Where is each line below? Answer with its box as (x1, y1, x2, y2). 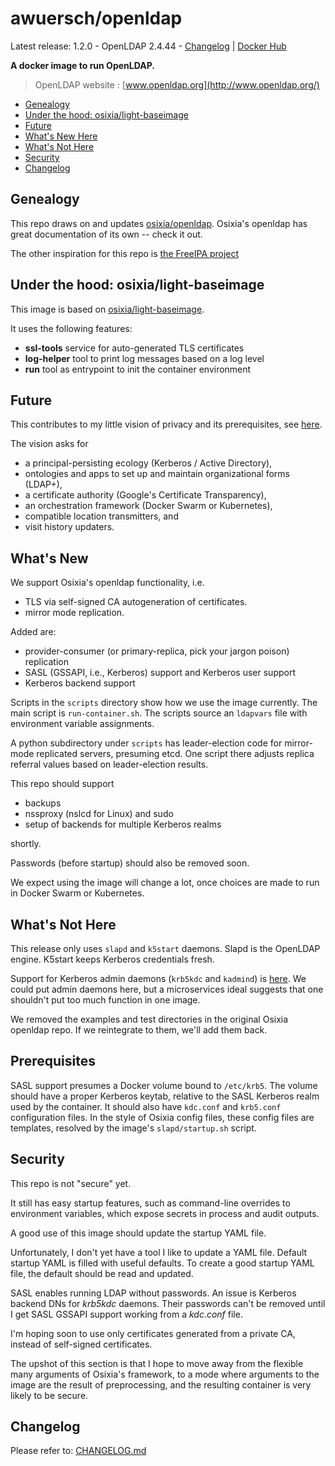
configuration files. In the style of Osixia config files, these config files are (10, 1111, 315, 1123)
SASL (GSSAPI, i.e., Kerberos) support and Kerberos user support (24, 667, 296, 679)
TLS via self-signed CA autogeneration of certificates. (24, 596, 248, 608)
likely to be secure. (10, 1389, 89, 1401)
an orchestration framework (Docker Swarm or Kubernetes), (24, 500, 273, 512)
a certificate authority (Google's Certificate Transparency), (24, 489, 267, 501)
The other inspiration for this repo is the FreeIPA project (10, 247, 240, 259)
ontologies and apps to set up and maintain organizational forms (24, 468, 290, 480)
